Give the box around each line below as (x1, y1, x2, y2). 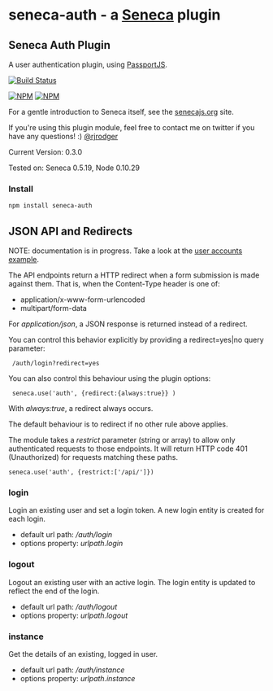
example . (8, 254, 39, 264)
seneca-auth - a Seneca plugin (8, 6, 221, 24)
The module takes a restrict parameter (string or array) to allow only (8, 435, 236, 444)
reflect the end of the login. (8, 586, 100, 596)
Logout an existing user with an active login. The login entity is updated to (8, 577, 256, 587)
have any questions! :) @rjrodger (8, 132, 119, 141)
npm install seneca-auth (8, 202, 93, 210)
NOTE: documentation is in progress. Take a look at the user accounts (8, 246, 243, 256)
